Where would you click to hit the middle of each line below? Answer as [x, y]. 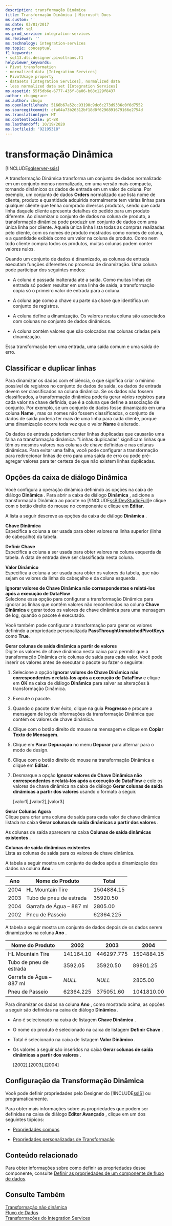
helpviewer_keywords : [28, 62]
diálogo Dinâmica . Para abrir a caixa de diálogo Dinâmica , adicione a [80, 495]
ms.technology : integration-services [46, 44]
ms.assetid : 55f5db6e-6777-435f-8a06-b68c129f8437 [60, 91]
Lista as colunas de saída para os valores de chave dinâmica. [70, 853]
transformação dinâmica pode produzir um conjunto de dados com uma [81, 222]
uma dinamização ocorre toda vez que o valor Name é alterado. [72, 424]
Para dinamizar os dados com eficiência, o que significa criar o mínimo [80, 381]
